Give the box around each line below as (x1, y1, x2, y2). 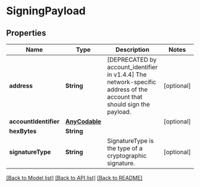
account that (107, 93, 143, 101)
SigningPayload (6, 4, 86, 18)
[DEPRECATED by (107, 55, 157, 64)
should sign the (107, 100, 150, 108)
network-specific (107, 78, 157, 86)
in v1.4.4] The (107, 70, 147, 79)
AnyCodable (65, 117, 102, 126)
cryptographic (107, 152, 147, 160)
